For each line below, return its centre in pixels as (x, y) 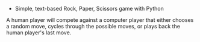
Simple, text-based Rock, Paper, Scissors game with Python (89, 9)
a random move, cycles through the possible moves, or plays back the (93, 26)
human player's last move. (39, 33)
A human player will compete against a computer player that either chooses (100, 20)
